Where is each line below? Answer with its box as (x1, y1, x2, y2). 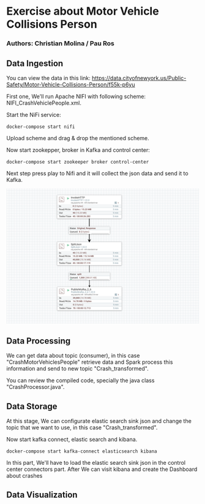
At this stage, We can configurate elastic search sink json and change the (6, 417, 192, 424)
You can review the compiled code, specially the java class (6, 377, 155, 384)
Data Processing (6, 336, 71, 346)
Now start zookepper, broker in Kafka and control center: (6, 146, 150, 154)
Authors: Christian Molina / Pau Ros (6, 39, 115, 48)
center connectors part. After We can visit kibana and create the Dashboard (6, 465, 198, 473)
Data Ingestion (6, 58, 64, 69)
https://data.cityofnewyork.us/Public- (91, 74, 187, 81)
